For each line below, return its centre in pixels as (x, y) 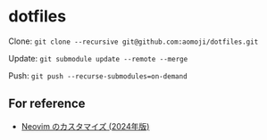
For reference (47, 104)
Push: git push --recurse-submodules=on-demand (98, 75)
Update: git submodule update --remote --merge (98, 58)
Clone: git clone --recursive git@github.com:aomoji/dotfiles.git (133, 41)
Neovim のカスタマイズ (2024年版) (85, 126)
